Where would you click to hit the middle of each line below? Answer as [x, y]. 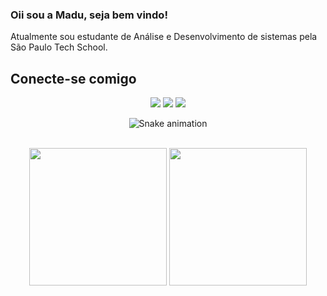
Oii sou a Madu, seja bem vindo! [89, 15]
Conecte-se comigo [73, 78]
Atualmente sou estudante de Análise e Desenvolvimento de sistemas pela [164, 37]
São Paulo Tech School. [59, 47]
